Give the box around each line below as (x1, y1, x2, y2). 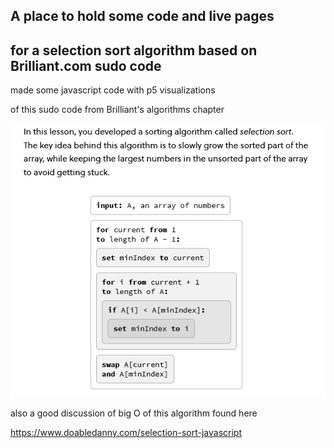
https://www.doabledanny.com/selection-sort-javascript (10, 427, 242, 439)
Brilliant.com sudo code (10, 57, 162, 74)
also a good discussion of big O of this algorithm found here (10, 407, 258, 419)
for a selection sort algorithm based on (10, 42, 258, 59)
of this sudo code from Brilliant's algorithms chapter (10, 104, 225, 116)
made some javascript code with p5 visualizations (10, 84, 216, 96)
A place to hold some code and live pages (10, 8, 275, 25)
